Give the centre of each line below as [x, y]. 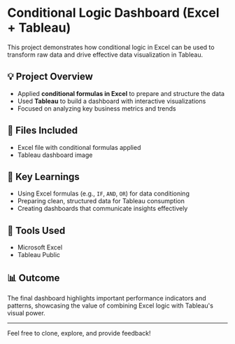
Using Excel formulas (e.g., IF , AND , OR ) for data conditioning [104, 193]
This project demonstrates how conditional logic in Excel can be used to [111, 47]
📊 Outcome [34, 278]
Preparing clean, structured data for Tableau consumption [101, 201]
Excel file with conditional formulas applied [79, 147]
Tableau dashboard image [55, 155]
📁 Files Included [43, 131]
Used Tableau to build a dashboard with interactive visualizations [112, 101]
